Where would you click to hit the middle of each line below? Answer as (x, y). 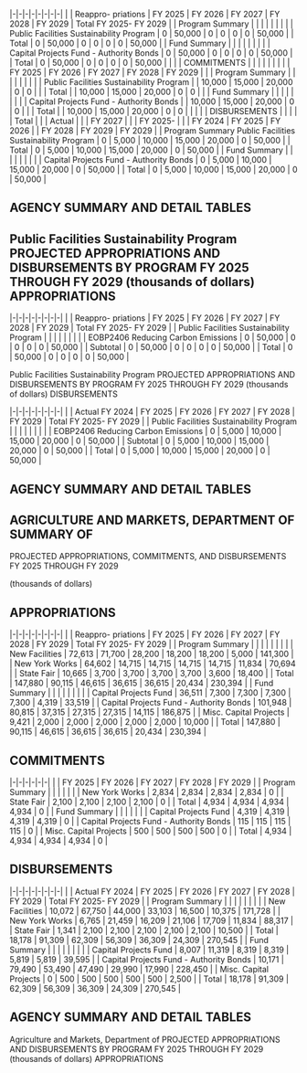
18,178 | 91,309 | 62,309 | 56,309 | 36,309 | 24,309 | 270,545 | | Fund (139, 940)
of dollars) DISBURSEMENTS (64, 394)
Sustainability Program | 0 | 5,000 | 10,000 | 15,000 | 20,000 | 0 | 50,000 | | (150, 140)
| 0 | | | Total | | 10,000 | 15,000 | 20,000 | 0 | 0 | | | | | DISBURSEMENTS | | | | (153, 111)
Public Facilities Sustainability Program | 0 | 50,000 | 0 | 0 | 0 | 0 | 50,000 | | (152, 33)
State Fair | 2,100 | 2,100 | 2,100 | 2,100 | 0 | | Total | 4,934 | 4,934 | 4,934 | (149, 802)
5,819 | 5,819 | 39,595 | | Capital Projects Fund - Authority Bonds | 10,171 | (147, 959)
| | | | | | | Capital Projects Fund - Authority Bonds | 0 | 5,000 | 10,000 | (141, 159)
